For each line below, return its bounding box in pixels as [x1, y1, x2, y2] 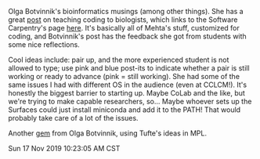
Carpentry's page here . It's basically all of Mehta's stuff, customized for [8, 23, 240, 32]
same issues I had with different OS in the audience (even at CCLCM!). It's [8, 80, 247, 89]
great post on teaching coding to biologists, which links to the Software [8, 15, 238, 24]
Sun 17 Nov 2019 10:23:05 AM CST [8, 144, 121, 153]
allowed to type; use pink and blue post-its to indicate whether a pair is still [8, 63, 250, 73]
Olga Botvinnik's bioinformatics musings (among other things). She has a [8, 7, 244, 16]
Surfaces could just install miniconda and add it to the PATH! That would [8, 105, 241, 114]
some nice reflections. [8, 40, 80, 49]
